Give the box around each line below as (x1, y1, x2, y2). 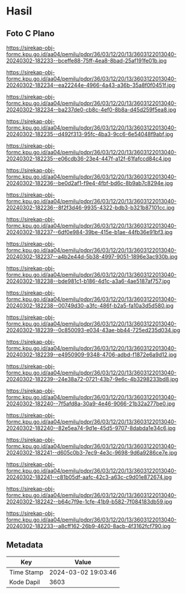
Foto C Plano (6, 28, 55, 39)
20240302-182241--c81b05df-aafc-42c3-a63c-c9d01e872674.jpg (6, 473, 172, 481)
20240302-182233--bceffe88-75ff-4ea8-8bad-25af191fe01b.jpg (6, 57, 167, 64)
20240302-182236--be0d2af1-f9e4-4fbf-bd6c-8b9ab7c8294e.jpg (6, 180, 173, 186)
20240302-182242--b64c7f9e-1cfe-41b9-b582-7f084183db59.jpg (6, 498, 173, 505)
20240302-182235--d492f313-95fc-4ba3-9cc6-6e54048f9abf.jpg (6, 131, 173, 137)
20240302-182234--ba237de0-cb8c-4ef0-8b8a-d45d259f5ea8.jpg (6, 106, 176, 113)
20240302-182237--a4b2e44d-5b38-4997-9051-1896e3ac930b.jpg (6, 253, 178, 260)
